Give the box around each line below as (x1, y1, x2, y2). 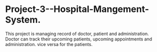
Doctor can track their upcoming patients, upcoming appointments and (5, 36, 152, 42)
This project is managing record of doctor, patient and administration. (5, 30, 149, 36)
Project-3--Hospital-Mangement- (5, 3, 149, 15)
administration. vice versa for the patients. (5, 41, 93, 47)
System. (5, 14, 41, 25)
